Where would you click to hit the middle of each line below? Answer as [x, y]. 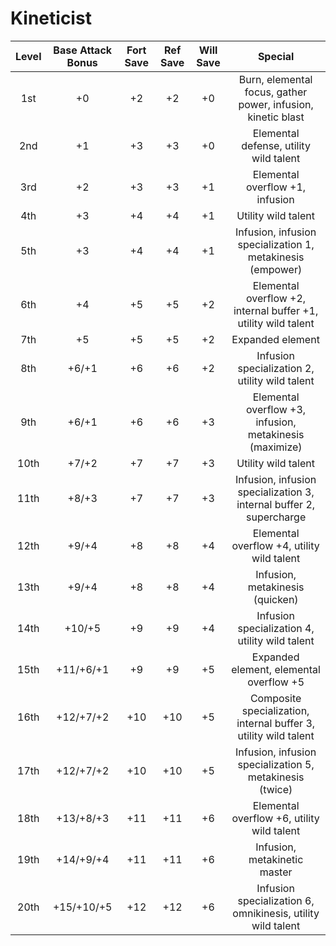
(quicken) [276, 599]
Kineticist [51, 18]
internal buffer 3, [276, 723]
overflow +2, [276, 298]
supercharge [276, 517]
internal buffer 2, [276, 504]
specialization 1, [276, 244]
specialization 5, [276, 764]
